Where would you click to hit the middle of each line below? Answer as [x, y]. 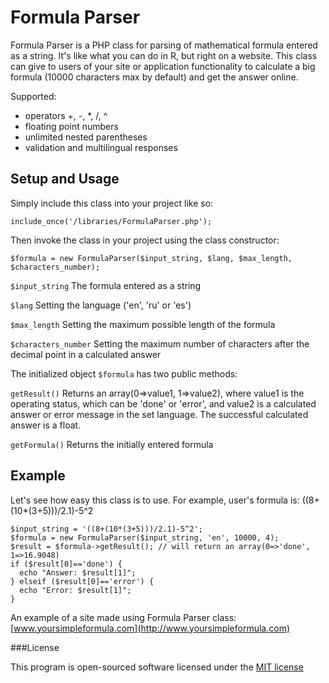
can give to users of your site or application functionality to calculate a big [163, 66]
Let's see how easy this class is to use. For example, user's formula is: [155, 500]
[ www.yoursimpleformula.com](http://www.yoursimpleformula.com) [150, 628]
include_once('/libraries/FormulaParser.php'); [111, 221]
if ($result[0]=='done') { [66, 564]
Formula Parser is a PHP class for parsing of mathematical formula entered [164, 45]
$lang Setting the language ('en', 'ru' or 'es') [101, 305]
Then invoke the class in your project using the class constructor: [145, 240]
